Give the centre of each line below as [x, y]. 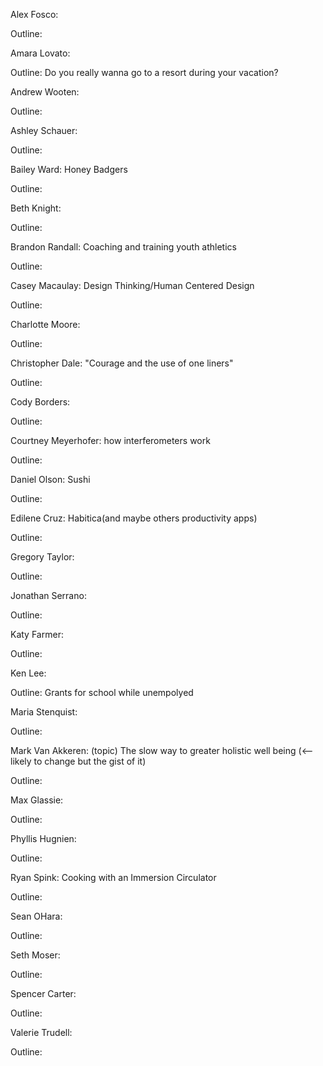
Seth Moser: [35, 955]
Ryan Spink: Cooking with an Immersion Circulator [113, 877]
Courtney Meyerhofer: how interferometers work [110, 440]
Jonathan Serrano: [48, 595]
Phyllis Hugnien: [43, 838]
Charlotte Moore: [45, 324]
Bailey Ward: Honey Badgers [69, 169]
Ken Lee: [28, 673]
